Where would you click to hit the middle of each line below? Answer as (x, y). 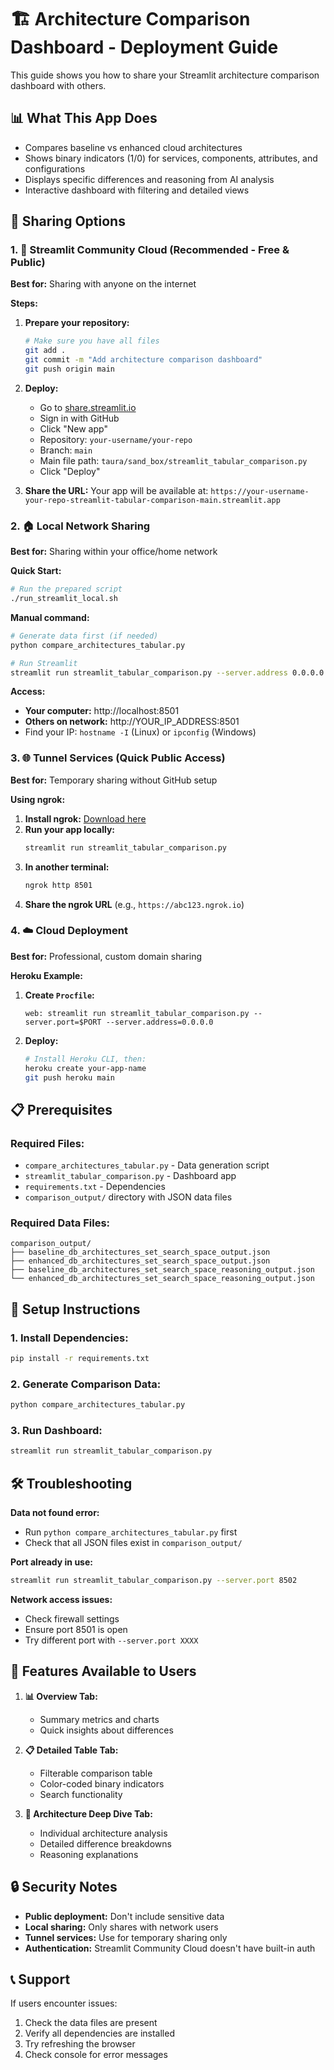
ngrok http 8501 (58, 885)
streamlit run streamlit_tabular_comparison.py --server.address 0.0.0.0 (167, 672)
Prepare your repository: (77, 323)
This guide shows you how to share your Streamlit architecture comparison (165, 75)
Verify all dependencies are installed (99, 2033)
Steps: (24, 303)
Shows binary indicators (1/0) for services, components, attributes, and (171, 158)
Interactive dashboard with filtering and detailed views (137, 190)
